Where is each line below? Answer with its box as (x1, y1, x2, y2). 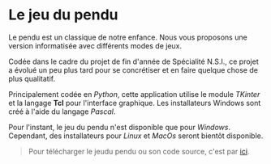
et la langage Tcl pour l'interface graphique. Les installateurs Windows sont (8, 98, 261, 107)
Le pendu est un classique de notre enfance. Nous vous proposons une (8, 32, 247, 42)
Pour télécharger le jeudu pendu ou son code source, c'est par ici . (28, 146, 250, 156)
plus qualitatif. (8, 74, 55, 83)
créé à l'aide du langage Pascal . (8, 107, 116, 116)
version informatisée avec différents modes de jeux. (8, 40, 183, 50)
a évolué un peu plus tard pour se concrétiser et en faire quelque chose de (8, 65, 258, 74)
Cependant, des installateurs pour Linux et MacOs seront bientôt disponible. (8, 131, 264, 141)
